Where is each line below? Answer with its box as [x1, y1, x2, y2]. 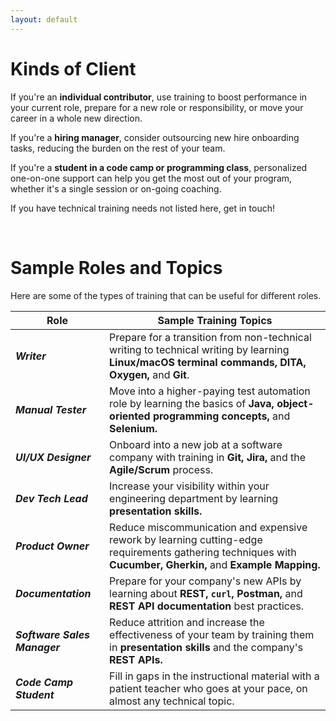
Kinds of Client [10, 57, 137, 80]
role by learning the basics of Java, [109, 396, 275, 410]
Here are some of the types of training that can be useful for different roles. [10, 289, 322, 301]
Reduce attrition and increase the [109, 615, 265, 629]
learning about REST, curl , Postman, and [109, 586, 303, 600]
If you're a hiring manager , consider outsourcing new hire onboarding [10, 131, 300, 143]
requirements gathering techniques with [109, 545, 297, 559]
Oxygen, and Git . [109, 367, 190, 381]
